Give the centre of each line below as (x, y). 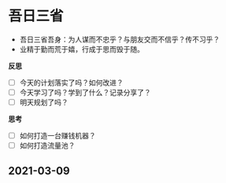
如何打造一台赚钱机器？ (57, 136)
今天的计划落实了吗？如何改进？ (71, 82)
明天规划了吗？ (44, 102)
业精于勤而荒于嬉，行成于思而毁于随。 (82, 49)
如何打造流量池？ (47, 145)
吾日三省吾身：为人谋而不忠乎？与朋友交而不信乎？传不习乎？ (120, 39)
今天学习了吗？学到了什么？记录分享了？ (85, 92)
